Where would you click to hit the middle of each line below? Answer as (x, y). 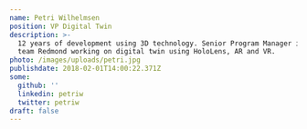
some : (20, 77)
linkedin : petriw (51, 94)
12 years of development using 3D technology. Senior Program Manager (155, 43)
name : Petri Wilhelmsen (55, 18)
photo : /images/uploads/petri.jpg (75, 60)
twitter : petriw (48, 102)
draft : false (34, 111)
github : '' (38, 85)
